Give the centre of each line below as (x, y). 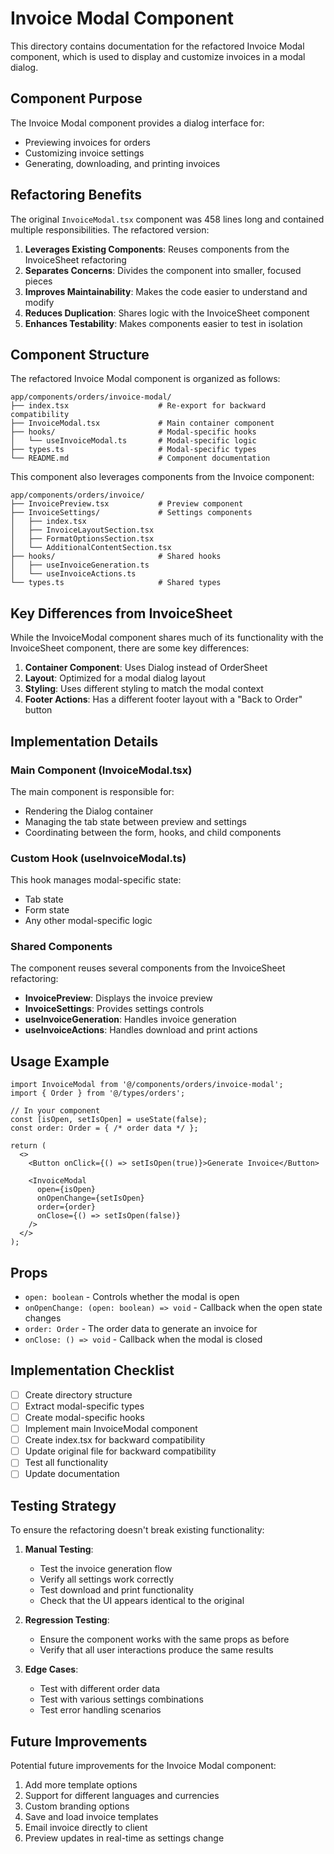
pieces (38, 281)
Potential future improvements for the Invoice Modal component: (143, 1766)
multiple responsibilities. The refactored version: (110, 229)
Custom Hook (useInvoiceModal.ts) (98, 858)
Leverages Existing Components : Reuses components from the (157, 249)
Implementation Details (84, 741)
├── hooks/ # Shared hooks (116, 557)
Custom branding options (77, 1806)
